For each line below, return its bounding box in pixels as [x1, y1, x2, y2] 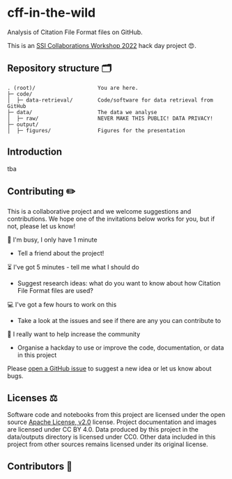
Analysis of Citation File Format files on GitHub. [7, 28, 143, 36]
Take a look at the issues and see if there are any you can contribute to [17, 317, 222, 325]
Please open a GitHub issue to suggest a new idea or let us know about [7, 364, 212, 373]
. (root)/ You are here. [7, 84, 139, 91]
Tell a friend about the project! [17, 249, 105, 258]
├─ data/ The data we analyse [7, 109, 157, 116]
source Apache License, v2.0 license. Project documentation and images [7, 418, 217, 426]
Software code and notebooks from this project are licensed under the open [7, 411, 226, 419]
